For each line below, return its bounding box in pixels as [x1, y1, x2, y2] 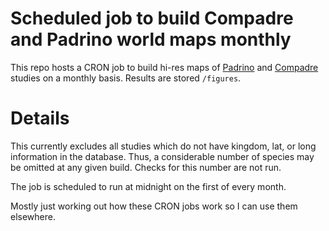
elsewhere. [10, 210, 56, 222]
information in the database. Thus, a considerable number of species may [10, 150, 315, 162]
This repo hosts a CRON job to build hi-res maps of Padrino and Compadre [10, 61, 319, 73]
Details [10, 107, 70, 130]
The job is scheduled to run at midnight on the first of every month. [10, 180, 287, 192]
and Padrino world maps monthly [10, 28, 292, 51]
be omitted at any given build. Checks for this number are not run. [10, 161, 282, 173]
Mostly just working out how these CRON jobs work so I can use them [10, 200, 298, 212]
